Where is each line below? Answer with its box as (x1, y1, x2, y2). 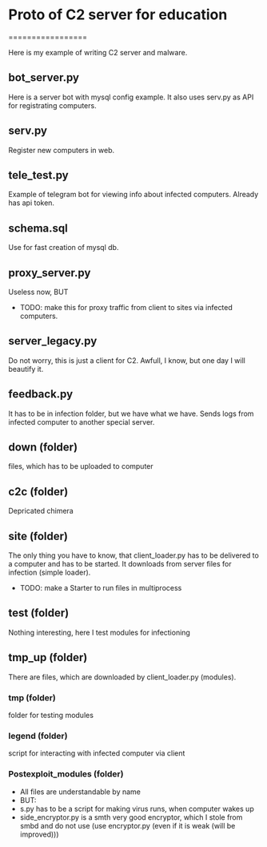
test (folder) (8, 607, 70, 620)
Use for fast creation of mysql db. (8, 243, 119, 252)
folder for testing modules (8, 710, 94, 720)
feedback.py (8, 387, 74, 401)
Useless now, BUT (8, 287, 69, 296)
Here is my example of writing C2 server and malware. (8, 47, 188, 57)
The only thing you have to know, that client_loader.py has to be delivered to (8, 551, 260, 560)
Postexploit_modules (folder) (8, 768, 124, 780)
